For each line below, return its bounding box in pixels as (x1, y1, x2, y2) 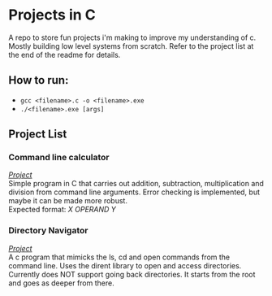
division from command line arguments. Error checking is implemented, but (8, 187, 261, 197)
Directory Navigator (8, 225, 89, 237)
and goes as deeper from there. (8, 278, 115, 288)
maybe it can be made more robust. (8, 196, 128, 206)
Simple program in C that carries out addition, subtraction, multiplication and (8, 179, 264, 189)
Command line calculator (8, 152, 110, 163)
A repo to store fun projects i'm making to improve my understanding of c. (8, 33, 257, 42)
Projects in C (8, 6, 96, 24)
